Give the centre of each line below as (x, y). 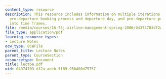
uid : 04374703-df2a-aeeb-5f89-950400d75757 (51, 69)
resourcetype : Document (30, 60)
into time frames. (29, 23)
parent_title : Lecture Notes (35, 51)
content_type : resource (30, 10)
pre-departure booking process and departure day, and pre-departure (83, 19)
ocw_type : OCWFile (24, 46)
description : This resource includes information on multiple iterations (83, 14)
